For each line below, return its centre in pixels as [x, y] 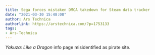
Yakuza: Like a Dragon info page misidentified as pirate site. [68, 47]
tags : [11, 28]
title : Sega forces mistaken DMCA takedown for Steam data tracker [78, 10]
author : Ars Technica [28, 19]
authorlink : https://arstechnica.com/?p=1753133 [57, 24]
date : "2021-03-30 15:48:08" [36, 14]
